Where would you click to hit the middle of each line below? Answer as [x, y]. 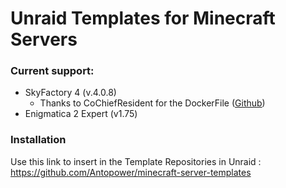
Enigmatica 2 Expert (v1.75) [81, 114]
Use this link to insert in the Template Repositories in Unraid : [136, 161]
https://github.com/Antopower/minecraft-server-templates [131, 172]
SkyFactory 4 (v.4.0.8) [70, 93]
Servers [44, 39]
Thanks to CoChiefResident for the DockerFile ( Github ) [152, 103]
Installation [38, 140]
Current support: [52, 71]
